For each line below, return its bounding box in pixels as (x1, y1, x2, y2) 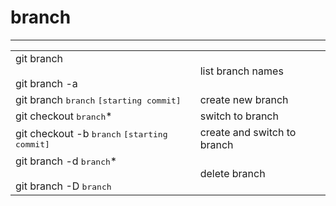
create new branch (199, 92, 289, 106)
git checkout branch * (15, 109, 113, 123)
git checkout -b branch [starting (15, 127, 168, 141)
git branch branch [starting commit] (15, 92, 182, 106)
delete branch (199, 166, 266, 180)
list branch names (199, 64, 284, 78)
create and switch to (199, 125, 297, 139)
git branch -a (15, 76, 78, 90)
